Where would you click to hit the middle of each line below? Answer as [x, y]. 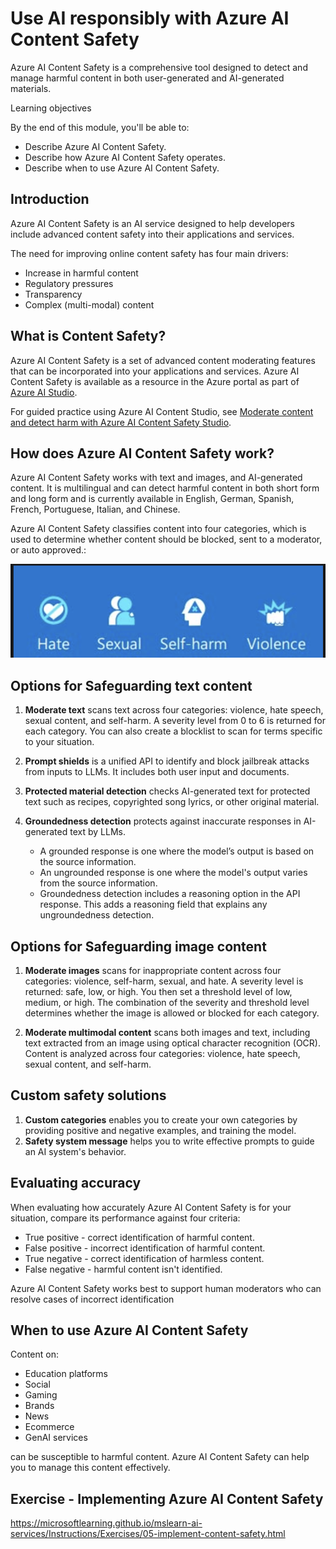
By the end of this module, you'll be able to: [100, 127]
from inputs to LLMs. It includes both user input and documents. [157, 772]
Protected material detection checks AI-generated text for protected [167, 791]
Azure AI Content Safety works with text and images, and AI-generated [156, 478]
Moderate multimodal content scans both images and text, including [167, 1033]
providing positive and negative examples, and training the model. [160, 1130]
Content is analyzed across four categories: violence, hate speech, [162, 1054]
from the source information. [98, 883]
